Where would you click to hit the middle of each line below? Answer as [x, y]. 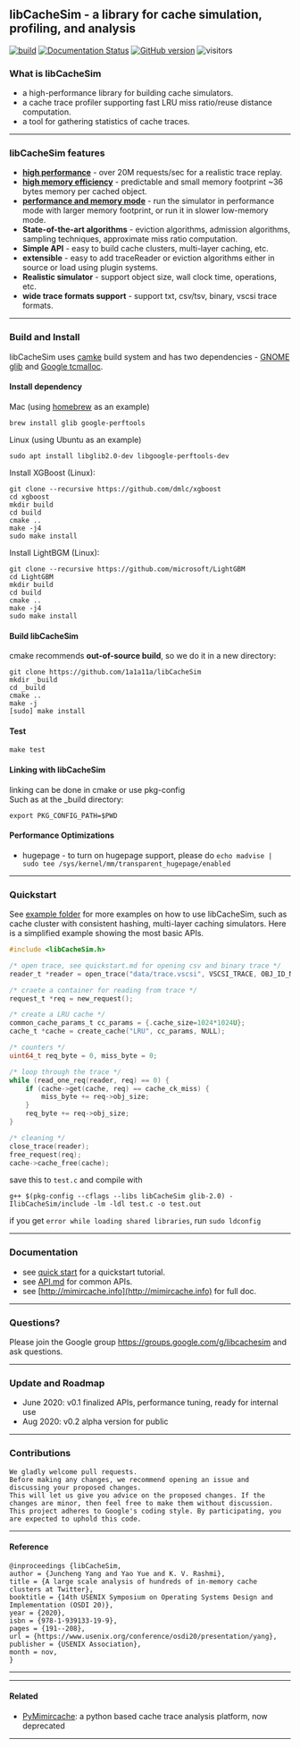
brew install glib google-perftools [77, 423]
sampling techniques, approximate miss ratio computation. [130, 239]
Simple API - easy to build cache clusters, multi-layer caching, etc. [146, 249]
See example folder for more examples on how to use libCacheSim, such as [148, 914]
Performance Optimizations [62, 835]
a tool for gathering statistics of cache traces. [106, 122]
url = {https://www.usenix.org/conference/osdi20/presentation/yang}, [143, 1636]
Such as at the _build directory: [67, 799]
